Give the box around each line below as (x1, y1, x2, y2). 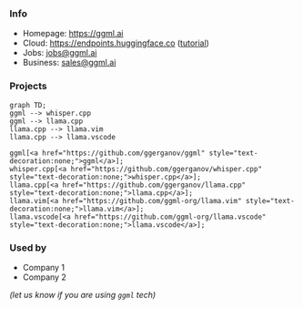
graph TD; (9, 100, 47, 109)
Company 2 (22, 272, 66, 283)
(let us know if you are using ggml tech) (9, 289, 157, 300)
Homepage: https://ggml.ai (22, 28, 124, 39)
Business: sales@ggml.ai (22, 57, 116, 68)
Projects (9, 80, 47, 93)
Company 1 (22, 262, 66, 273)
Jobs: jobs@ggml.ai (22, 47, 97, 58)
